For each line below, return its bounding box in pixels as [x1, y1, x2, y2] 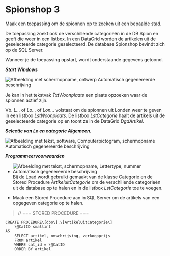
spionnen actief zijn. [5, 97, 48, 103]
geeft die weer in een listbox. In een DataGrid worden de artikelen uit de [5, 36, 156, 42]
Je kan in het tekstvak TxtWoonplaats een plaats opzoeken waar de [5, 91, 148, 98]
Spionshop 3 [5, 4, 60, 15]
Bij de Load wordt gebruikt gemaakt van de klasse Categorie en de [12, 174, 153, 180]
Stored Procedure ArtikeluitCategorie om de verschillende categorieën [12, 179, 161, 185]
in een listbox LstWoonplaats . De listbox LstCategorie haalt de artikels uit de [5, 112, 165, 119]
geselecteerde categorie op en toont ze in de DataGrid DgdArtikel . [5, 118, 144, 124]
